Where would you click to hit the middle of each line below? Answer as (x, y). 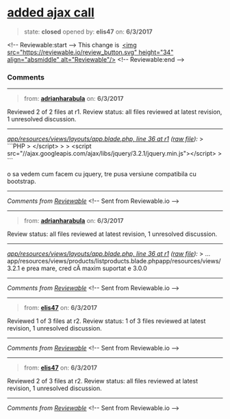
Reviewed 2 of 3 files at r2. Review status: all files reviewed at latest (103, 381)
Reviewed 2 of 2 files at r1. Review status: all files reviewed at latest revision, (115, 112)
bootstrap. (22, 181)
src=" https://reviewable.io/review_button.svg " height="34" (90, 52)
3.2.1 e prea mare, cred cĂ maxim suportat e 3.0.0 (77, 268)
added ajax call (51, 13)
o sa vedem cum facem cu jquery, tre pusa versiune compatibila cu (102, 174)
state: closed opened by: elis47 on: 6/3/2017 (88, 32)
